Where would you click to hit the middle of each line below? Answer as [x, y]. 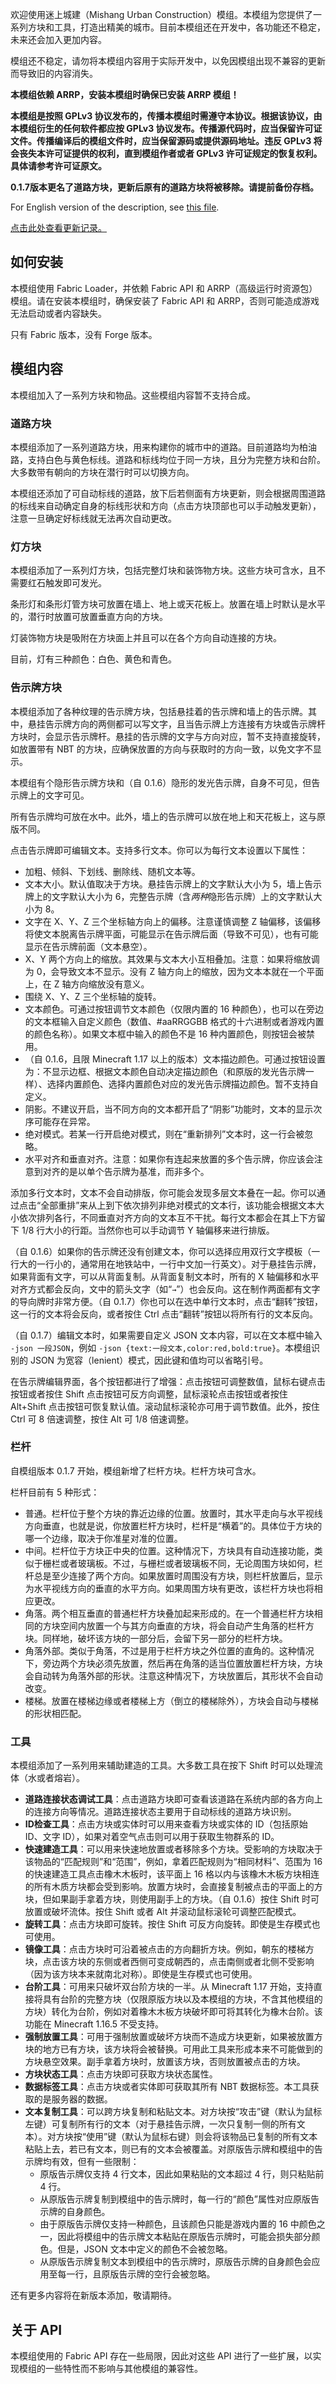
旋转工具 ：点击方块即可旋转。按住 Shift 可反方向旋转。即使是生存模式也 [172, 1924]
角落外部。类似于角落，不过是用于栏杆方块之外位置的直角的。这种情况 [169, 1650]
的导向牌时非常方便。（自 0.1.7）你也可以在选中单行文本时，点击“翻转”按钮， [167, 1301]
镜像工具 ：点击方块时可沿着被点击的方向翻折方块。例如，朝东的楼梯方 [169, 1949]
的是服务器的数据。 [73, 2099]
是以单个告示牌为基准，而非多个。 [139, 1171]
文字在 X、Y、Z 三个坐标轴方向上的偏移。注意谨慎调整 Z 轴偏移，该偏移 [173, 921]
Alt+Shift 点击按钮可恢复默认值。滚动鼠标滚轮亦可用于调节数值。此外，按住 [165, 1406]
